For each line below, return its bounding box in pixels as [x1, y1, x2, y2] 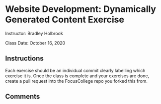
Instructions [5, 54, 44, 63]
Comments [5, 93, 40, 101]
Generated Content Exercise [5, 14, 124, 25]
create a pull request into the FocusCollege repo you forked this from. [5, 78, 148, 84]
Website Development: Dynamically [5, 3, 157, 15]
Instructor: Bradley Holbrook [5, 30, 63, 36]
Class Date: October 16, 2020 [5, 40, 66, 46]
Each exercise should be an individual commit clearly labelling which [5, 67, 146, 73]
